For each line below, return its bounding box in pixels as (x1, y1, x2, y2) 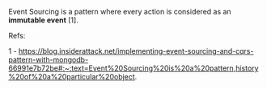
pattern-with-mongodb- (8, 55, 89, 64)
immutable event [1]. (8, 15, 78, 25)
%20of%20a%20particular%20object (8, 72, 135, 81)
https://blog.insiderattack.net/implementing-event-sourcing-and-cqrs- (19, 47, 254, 55)
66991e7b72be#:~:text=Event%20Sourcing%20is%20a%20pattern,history (8, 63, 259, 73)
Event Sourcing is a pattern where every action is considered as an (8, 7, 232, 16)
